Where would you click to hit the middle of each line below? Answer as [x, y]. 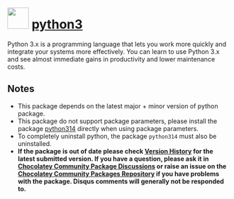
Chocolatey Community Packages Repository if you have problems [118, 174]
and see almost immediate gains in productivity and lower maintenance [111, 59]
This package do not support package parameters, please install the [117, 121]
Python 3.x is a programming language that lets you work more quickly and [117, 44]
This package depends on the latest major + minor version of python [118, 106]
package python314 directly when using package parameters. [108, 128]
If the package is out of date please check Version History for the [116, 151]
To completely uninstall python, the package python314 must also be [117, 136]
